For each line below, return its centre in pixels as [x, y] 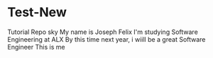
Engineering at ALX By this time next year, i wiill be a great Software [106, 39]
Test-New [37, 12]
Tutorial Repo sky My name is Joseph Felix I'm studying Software [103, 32]
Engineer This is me [36, 47]
